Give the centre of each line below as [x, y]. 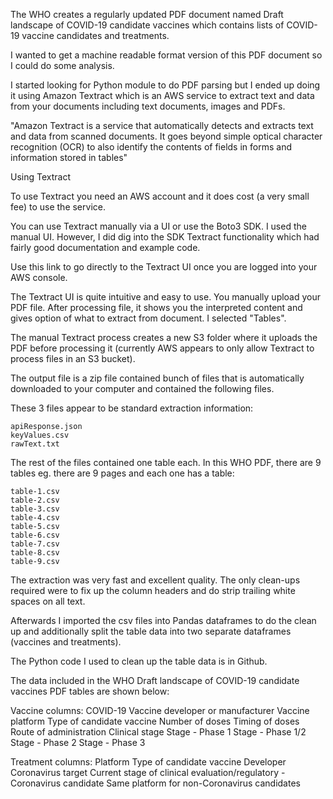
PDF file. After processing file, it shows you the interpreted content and [156, 307]
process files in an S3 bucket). [73, 358]
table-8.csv [35, 553]
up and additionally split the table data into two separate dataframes [151, 631]
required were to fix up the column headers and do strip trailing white [153, 590]
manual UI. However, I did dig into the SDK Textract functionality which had [165, 237]
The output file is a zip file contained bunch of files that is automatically [157, 378]
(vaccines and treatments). [66, 642]
